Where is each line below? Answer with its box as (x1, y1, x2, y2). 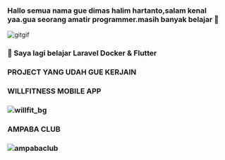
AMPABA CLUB (7, 124, 61, 134)
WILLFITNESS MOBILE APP (7, 86, 102, 96)
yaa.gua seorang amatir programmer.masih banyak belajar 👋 (7, 14, 219, 24)
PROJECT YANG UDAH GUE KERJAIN (7, 67, 137, 77)
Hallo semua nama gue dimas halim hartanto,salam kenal (7, 6, 207, 16)
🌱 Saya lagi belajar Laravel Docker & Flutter (7, 48, 157, 58)
